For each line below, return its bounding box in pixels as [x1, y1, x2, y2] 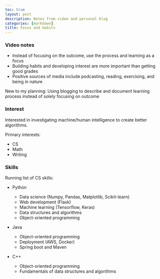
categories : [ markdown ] [5, 21, 54, 26]
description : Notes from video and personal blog [5, 16, 108, 21]
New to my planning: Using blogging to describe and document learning [5, 88, 150, 94]
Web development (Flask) [19, 199, 71, 205]
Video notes [5, 42, 35, 49]
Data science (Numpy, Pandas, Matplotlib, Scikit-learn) [19, 194, 130, 200]
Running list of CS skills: [5, 175, 54, 181]
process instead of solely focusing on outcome [5, 94, 100, 100]
